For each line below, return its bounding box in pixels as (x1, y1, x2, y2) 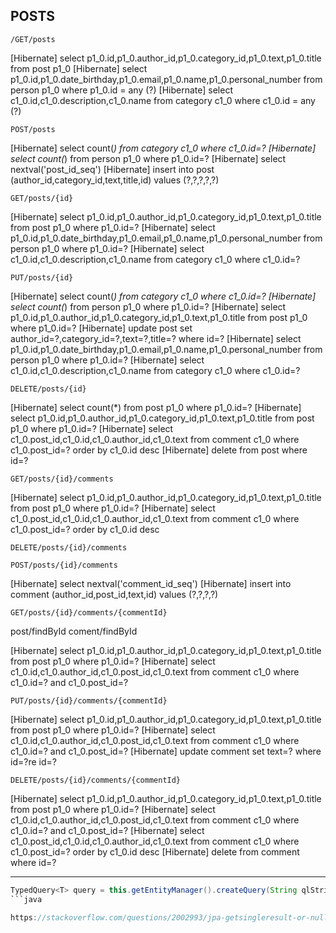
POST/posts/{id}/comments (10, 560, 118, 570)
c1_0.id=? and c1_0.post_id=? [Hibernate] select (10, 824, 205, 836)
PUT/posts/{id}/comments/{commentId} (10, 695, 168, 706)
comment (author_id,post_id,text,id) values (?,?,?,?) (10, 588, 219, 600)
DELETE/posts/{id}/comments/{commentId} (10, 775, 182, 785)
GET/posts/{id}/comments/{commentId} (10, 607, 168, 618)
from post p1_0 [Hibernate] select (10, 62, 148, 74)
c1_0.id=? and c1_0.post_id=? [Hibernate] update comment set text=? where (10, 745, 322, 757)
